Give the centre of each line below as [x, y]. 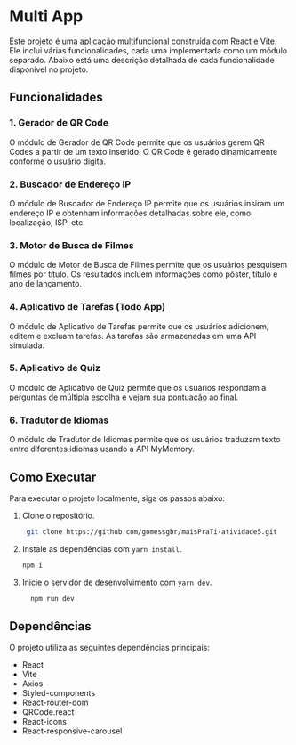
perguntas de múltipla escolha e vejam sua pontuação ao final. [124, 397]
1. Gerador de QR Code [59, 123]
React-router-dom [55, 703]
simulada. [27, 345]
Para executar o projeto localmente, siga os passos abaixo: [117, 498]
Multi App [46, 16]
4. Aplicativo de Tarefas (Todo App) [88, 307]
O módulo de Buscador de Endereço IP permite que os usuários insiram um [147, 203]
